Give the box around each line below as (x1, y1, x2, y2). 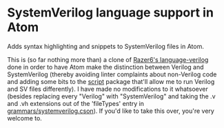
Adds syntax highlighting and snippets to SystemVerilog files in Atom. (7, 42, 205, 50)
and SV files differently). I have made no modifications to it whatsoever (7, 85, 208, 93)
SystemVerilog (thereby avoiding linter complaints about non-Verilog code (7, 70, 217, 78)
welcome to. (7, 114, 43, 122)
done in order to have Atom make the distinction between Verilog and (7, 63, 205, 71)
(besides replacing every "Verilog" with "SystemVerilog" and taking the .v (7, 92, 216, 100)
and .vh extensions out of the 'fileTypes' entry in (7, 99, 145, 107)
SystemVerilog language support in (7, 5, 214, 21)
